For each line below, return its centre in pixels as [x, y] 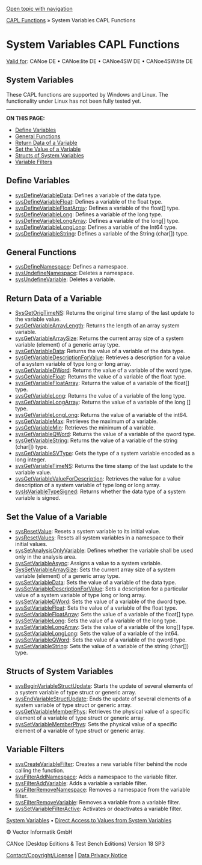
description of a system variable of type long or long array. [88, 485]
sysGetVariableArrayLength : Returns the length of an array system [97, 326]
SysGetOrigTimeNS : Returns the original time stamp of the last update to [105, 313]
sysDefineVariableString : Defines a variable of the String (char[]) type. [102, 233]
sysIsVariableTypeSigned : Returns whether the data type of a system [100, 491]
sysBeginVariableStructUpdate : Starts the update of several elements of [104, 686]
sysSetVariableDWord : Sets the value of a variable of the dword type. [101, 601]
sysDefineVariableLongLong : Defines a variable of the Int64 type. [96, 227]
